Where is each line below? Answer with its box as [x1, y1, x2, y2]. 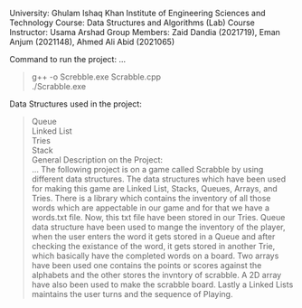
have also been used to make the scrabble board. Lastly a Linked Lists [31, 279, 294, 290]
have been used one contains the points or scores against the [31, 260, 262, 270]
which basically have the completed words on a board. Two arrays [31, 250, 279, 261]
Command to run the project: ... [9, 54, 127, 64]
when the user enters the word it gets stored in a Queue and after [31, 231, 276, 242]
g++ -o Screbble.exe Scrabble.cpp [31, 71, 161, 82]
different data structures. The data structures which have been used [31, 173, 287, 184]
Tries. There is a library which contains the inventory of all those [31, 193, 271, 203]
